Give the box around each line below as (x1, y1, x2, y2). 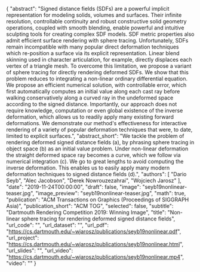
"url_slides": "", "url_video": (6, 247, 73, 254)
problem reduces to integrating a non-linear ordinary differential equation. (6, 75, 188, 82)
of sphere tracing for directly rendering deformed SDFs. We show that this (6, 69, 189, 75)
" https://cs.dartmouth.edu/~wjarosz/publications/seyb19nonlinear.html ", (6, 241, 184, 247)
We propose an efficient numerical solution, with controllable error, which (6, 81, 187, 89)
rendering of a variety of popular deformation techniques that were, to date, (6, 126, 193, 133)
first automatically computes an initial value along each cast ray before (6, 88, 180, 95)
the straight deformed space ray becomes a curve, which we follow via (6, 152, 181, 158)
